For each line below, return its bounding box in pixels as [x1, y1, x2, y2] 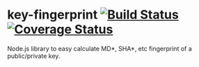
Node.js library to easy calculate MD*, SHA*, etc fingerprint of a [7, 44, 193, 52]
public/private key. [7, 52, 61, 60]
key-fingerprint [7, 7, 98, 23]
